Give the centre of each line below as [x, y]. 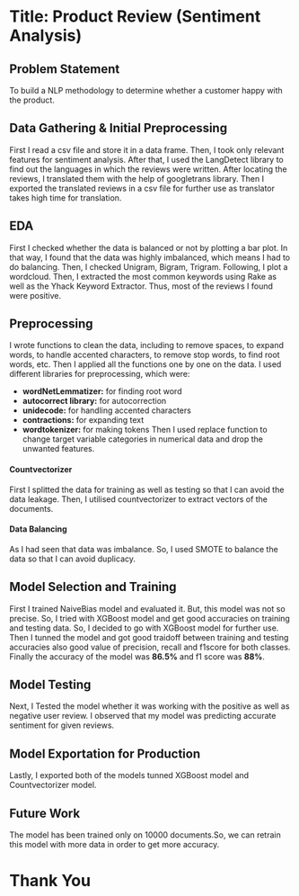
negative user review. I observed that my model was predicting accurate [143, 716]
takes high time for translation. [66, 197]
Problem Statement [65, 69]
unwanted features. [58, 449]
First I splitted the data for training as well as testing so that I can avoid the [147, 489]
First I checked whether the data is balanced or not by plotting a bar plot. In [149, 247]
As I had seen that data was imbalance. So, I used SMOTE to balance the [144, 549]
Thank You [50, 881]
